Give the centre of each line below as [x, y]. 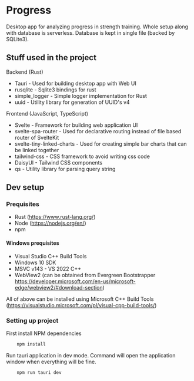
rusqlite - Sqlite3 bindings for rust [55, 90]
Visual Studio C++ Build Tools [51, 256]
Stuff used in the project [51, 58]
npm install [31, 344]
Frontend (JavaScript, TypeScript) [47, 113]
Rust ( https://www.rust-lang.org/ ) [55, 217]
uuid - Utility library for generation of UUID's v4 [72, 102]
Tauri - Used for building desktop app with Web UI [75, 83]
